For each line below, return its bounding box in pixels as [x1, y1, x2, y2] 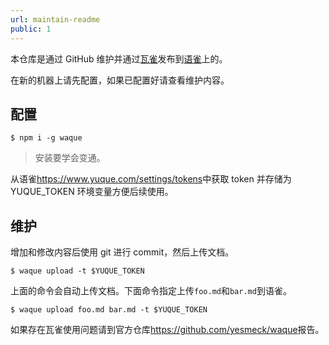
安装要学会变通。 [34, 152, 106, 164]
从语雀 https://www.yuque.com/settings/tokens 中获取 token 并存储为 [10, 173, 292, 185]
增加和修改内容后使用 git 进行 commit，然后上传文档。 [10, 246, 235, 258]
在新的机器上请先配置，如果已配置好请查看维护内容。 [10, 74, 230, 86]
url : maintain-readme [10, 14, 101, 25]
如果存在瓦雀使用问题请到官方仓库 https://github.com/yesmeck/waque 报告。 [10, 324, 325, 336]
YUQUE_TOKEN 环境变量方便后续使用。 [10, 186, 174, 198]
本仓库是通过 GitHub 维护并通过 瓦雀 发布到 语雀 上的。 [10, 52, 228, 65]
